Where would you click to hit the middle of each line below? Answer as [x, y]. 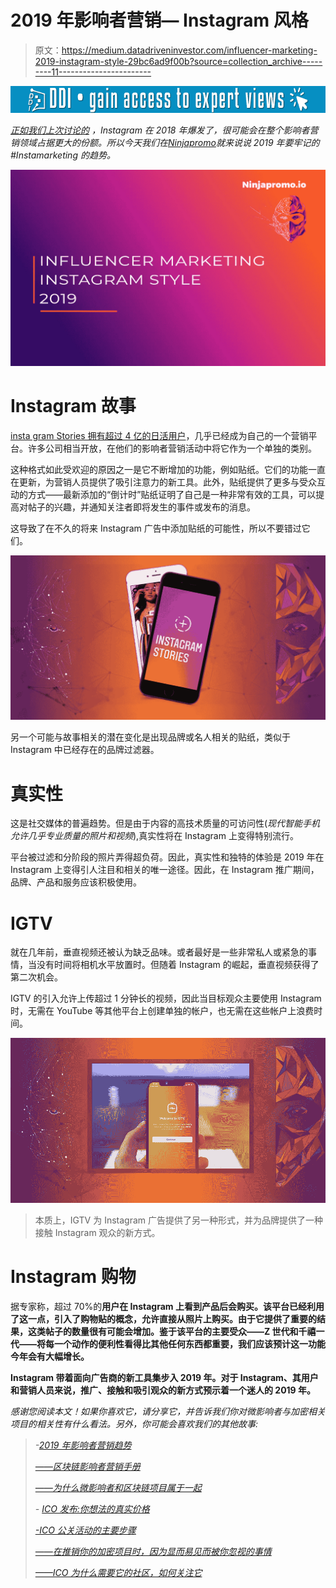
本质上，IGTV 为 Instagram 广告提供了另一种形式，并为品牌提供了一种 [179, 1220]
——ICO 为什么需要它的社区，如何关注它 [118, 1572]
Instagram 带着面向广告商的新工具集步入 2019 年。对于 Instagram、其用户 [164, 1377]
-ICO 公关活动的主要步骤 [85, 1530]
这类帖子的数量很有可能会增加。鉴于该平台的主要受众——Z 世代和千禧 [172, 1331]
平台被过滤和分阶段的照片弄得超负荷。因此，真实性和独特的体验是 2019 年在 [167, 857]
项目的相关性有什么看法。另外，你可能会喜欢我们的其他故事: [134, 1423]
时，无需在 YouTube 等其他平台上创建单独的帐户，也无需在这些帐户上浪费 [162, 1011]
